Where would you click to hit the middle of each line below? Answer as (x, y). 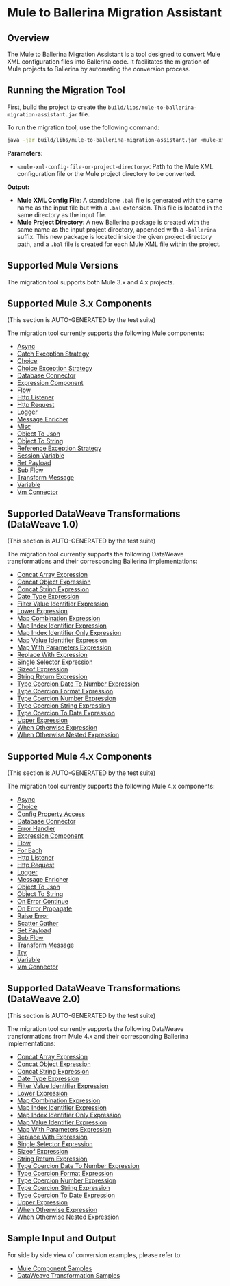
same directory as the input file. (62, 214)
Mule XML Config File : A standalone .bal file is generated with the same (119, 200)
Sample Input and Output (62, 1238)
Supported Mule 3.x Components (80, 303)
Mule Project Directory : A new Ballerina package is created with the (113, 222)
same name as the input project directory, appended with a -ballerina (116, 229)
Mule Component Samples (54, 1268)
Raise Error (33, 915)
